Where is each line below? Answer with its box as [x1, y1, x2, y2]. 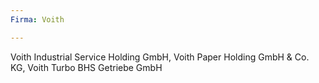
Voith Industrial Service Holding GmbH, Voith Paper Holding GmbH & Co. [10, 51, 310, 63]
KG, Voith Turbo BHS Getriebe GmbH [10, 61, 163, 73]
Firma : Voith [10, 14, 65, 25]
